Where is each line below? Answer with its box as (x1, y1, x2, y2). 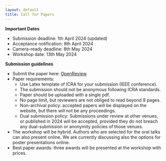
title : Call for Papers (5, 12, 55, 17)
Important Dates (5, 25, 40, 31)
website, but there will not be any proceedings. (19, 108, 116, 114)
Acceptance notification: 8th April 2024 (12, 40, 93, 46)
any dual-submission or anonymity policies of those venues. (19, 123, 143, 130)
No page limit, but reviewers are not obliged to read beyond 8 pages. (19, 97, 161, 103)
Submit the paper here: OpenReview (12, 70, 87, 76)
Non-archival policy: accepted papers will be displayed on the (19, 102, 147, 108)
